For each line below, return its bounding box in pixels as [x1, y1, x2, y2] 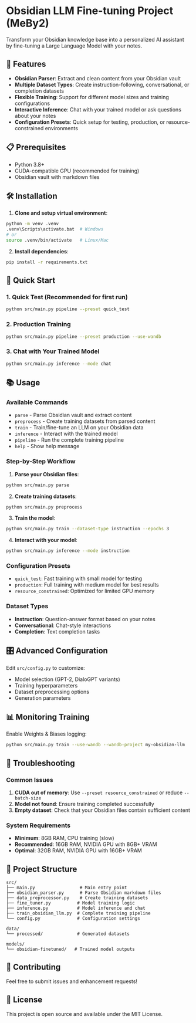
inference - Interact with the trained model [14, 430, 119, 438]
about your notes [14, 112, 56, 119]
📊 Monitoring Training [6, 712, 90, 722]
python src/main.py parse [6, 482, 69, 488]
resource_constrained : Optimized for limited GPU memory [14, 588, 155, 595]
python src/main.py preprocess [6, 504, 83, 510]
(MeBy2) [6, 16, 49, 30]
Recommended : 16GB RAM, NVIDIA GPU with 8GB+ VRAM [14, 841, 157, 848]
